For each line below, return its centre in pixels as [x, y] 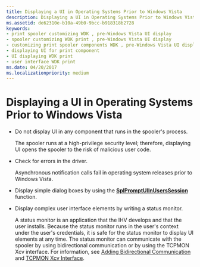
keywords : [18, 28]
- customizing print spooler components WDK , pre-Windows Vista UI [93, 45]
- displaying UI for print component [53, 51]
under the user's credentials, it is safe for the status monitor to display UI [104, 233]
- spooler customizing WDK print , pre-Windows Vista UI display [89, 39]
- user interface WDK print [41, 62]
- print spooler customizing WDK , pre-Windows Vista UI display [89, 34]
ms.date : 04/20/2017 [32, 67]
